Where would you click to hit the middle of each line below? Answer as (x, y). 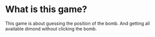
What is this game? (46, 9)
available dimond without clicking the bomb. (51, 28)
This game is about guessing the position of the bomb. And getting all (77, 23)
